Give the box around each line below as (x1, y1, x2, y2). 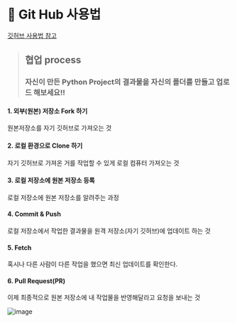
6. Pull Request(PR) (7, 276, 66, 285)
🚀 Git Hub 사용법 (7, 6, 101, 23)
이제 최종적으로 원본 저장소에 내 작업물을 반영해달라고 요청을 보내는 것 (7, 293, 201, 302)
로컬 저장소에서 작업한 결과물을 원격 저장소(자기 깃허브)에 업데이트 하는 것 (7, 226, 211, 235)
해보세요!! (33, 88, 65, 98)
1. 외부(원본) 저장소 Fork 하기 (7, 106, 88, 115)
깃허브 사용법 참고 (7, 31, 57, 40)
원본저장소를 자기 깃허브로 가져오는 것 (7, 124, 112, 132)
